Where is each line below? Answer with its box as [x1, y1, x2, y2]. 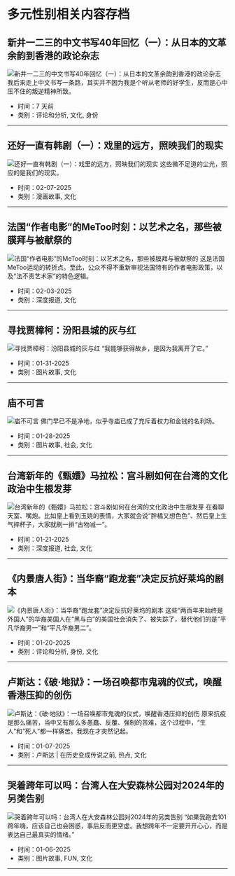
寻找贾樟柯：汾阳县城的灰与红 [7, 324, 136, 336]
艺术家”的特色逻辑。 [34, 271, 93, 280]
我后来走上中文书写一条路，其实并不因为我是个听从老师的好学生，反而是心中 [7, 78, 228, 86]
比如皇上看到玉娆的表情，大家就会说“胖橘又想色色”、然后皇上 [43, 512, 222, 520]
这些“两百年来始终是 [165, 605, 224, 614]
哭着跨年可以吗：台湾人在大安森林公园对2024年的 [7, 779, 225, 792]
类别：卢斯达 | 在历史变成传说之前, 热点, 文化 [17, 751, 147, 759]
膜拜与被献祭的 [7, 234, 72, 246]
